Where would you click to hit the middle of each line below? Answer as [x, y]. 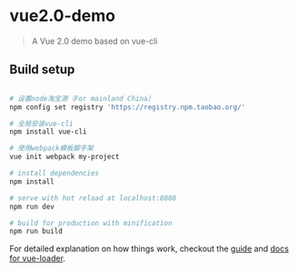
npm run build [36, 232]
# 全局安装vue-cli [41, 124]
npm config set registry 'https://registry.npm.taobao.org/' [128, 107]
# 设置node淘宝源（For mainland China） [82, 98]
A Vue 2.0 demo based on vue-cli [94, 41]
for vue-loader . [38, 258]
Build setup [42, 70]
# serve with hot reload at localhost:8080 [93, 198]
